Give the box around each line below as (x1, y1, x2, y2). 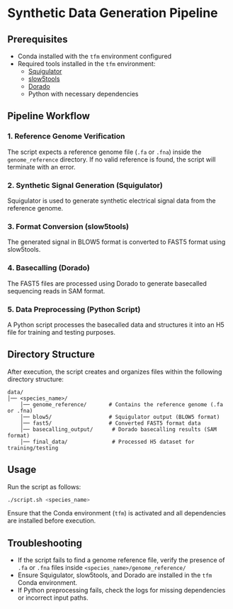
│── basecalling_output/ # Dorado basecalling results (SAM (20, 425, 217, 433)
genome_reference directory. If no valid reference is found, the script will (7, 155, 216, 164)
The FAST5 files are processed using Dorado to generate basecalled (7, 279, 207, 288)
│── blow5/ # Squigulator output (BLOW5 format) (20, 413, 220, 420)
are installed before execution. (7, 516, 96, 525)
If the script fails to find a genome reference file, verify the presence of (17, 556, 225, 564)
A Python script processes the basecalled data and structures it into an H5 (7, 320, 225, 329)
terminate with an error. (7, 162, 76, 171)
